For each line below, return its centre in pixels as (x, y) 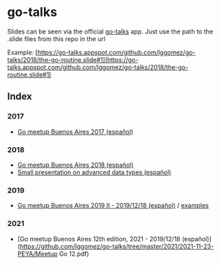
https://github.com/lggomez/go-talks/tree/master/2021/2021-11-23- (117, 246)
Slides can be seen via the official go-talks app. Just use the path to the (110, 31)
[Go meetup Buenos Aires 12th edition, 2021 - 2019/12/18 (99, 238)
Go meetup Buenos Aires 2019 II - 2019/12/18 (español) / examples (113, 206)
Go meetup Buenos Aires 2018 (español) (75, 165)
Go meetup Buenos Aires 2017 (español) (75, 131)
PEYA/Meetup (37, 253)
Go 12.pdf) (74, 253)
